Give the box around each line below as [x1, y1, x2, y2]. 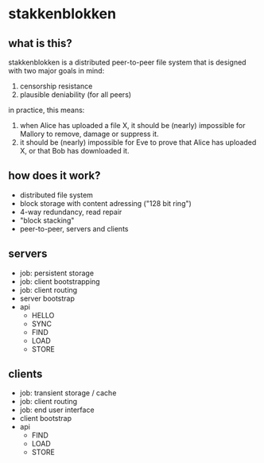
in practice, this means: [8, 105, 85, 115]
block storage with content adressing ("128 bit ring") [19, 198, 192, 208]
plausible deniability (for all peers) [19, 90, 132, 99]
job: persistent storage [19, 268, 94, 278]
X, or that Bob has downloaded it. [19, 146, 130, 155]
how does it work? [8, 169, 101, 183]
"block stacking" [19, 216, 75, 225]
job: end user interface [19, 405, 95, 414]
